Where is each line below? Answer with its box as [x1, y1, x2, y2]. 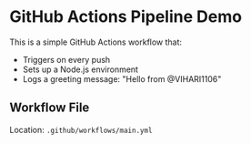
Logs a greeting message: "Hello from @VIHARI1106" [22, 73, 222, 84]
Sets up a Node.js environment [22, 64, 139, 75]
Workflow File [9, 100, 90, 116]
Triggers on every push [22, 54, 111, 65]
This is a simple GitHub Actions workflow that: [9, 36, 183, 47]
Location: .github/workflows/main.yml [9, 124, 153, 135]
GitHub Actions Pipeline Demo [9, 6, 243, 27]
